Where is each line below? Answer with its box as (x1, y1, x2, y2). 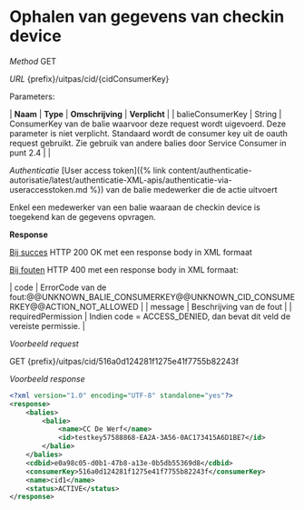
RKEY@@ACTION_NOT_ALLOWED (9, 301, 139, 312)
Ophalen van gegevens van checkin (9, 6, 285, 27)
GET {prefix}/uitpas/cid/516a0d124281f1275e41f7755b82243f (9, 355, 239, 366)
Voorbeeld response (9, 373, 86, 384)
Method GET (9, 55, 57, 66)
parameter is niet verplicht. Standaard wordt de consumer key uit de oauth (9, 127, 289, 138)
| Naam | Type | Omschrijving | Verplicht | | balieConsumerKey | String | (9, 108, 282, 119)
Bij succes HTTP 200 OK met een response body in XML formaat (9, 246, 252, 257)
